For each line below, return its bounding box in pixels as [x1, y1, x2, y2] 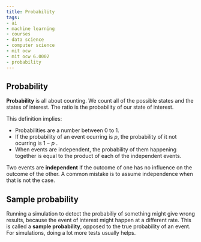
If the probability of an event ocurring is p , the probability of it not [14, 133, 177, 141]
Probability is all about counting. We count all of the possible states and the [6, 97, 194, 104]
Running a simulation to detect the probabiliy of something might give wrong [6, 210, 195, 217]
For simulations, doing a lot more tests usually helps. [6, 229, 136, 237]
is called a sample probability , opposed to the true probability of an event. [6, 223, 191, 230]
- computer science [6, 43, 55, 49]
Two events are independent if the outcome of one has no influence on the [6, 164, 193, 171]
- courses [6, 31, 31, 37]
